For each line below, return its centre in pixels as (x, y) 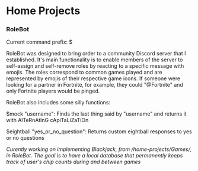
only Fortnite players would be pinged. (53, 91)
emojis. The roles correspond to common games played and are (84, 73)
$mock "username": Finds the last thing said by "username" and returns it (96, 114)
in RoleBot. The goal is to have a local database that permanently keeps (95, 156)
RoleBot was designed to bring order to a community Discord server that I (96, 54)
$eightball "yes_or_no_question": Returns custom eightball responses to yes (99, 131)
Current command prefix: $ (39, 42)
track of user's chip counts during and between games (74, 162)
